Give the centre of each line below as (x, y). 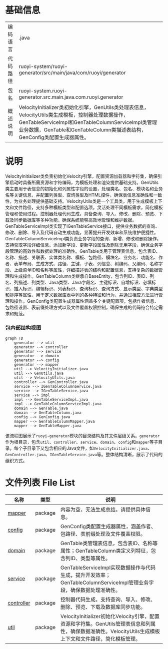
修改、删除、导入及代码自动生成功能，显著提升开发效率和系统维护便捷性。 (82, 232)
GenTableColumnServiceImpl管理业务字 (107, 583)
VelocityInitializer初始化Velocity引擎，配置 (110, 617)
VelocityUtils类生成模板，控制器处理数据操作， (73, 114)
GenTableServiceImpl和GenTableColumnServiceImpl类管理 (88, 122)
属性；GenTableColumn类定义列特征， (105, 551)
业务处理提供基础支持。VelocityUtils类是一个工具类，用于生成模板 (86, 201)
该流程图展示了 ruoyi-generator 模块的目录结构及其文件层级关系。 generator (82, 436)
